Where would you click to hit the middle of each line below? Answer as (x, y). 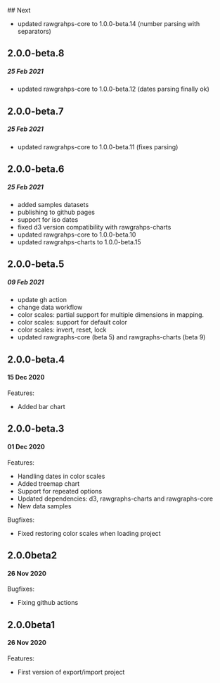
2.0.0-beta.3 (36, 429)
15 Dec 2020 (26, 377)
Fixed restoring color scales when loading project (89, 533)
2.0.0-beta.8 (36, 53)
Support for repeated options (60, 491)
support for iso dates (48, 220)
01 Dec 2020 (26, 447)
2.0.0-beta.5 (36, 264)
